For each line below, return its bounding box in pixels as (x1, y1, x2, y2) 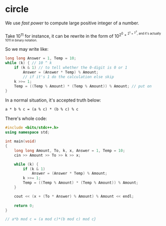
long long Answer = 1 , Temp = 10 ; (5, 56, 77, 61)
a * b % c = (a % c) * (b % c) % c (5, 107, 79, 112)
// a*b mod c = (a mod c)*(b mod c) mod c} (5, 217, 97, 222)
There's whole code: (5, 115, 47, 121)
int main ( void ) (5, 139, 37, 144)
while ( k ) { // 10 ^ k (5, 61, 52, 66)
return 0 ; (14, 203, 35, 208)
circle (5, 3, 29, 15)
